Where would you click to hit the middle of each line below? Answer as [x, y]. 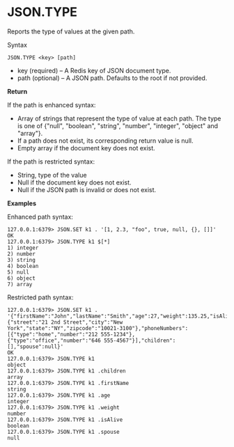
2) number [22, 254]
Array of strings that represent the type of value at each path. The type [119, 118]
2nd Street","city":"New [87, 322]
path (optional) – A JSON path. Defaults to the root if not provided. [112, 78]
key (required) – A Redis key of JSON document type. [94, 70]
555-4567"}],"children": [140, 340]
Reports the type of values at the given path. [71, 31]
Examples [22, 203]
